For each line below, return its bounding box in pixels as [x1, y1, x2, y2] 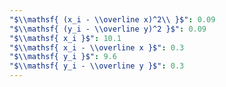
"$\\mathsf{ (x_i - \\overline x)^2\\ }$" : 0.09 [9, 14, 216, 25]
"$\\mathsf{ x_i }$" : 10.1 [9, 33, 122, 43]
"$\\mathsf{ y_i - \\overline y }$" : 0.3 [9, 61, 185, 71]
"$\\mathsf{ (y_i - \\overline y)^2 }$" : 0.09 [9, 24, 207, 34]
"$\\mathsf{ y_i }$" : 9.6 [9, 52, 117, 62]
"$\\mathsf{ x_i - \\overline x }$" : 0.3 [9, 42, 185, 53]
